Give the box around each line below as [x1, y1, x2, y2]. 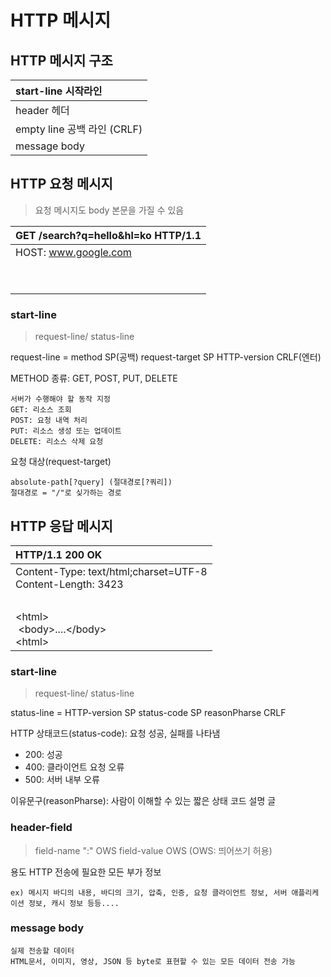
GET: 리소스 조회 [10, 405, 72, 415]
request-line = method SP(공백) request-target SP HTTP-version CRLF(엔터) [10, 351, 322, 363]
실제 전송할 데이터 [10, 946, 75, 956]
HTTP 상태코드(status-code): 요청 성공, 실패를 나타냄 [10, 727, 221, 740]
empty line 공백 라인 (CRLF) [15, 122, 143, 136]
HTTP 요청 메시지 [10, 176, 113, 193]
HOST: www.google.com [15, 245, 132, 259]
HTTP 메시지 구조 [10, 52, 113, 69]
